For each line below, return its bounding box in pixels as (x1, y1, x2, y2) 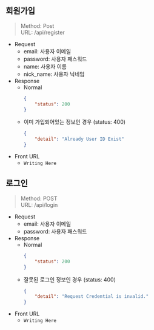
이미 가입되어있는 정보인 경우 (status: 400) (23, 118, 126, 126)
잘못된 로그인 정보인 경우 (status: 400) (23, 275, 116, 283)
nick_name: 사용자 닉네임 (23, 70, 85, 78)
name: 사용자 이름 (23, 62, 67, 70)
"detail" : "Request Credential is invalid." (35, 294, 149, 300)
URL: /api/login (20, 201, 58, 208)
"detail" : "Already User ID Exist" (35, 136, 125, 143)
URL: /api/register (20, 29, 65, 36)
